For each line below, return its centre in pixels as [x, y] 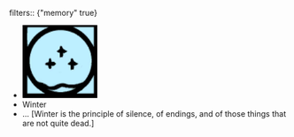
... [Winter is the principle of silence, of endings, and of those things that [154, 114]
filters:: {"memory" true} [53, 13]
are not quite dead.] [58, 123]
